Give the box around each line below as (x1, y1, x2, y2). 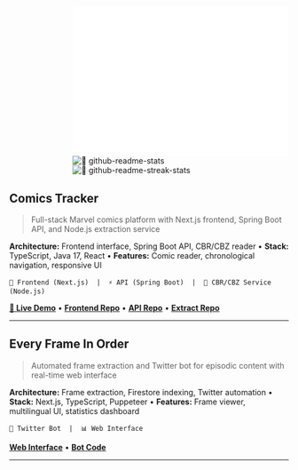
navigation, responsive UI (9, 259, 102, 270)
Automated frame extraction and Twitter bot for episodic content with (30, 360, 286, 370)
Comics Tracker (9, 190, 99, 206)
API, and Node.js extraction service (30, 223, 161, 234)
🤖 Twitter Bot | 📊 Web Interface (9, 424, 144, 433)
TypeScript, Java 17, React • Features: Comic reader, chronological (9, 250, 255, 260)
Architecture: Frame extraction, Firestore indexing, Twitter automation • (9, 386, 273, 397)
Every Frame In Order (9, 337, 129, 352)
